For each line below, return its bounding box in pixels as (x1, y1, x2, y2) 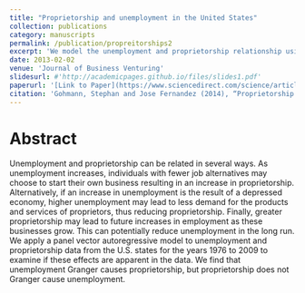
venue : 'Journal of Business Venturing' (9, 64, 165, 73)
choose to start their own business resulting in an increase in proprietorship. (9, 178, 295, 189)
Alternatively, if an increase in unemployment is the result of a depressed (9, 187, 283, 198)
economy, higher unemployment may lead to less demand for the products (9, 197, 289, 208)
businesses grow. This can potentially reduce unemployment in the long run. (9, 226, 295, 237)
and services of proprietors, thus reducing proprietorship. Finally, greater (9, 206, 283, 218)
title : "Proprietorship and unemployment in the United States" (9, 13, 258, 23)
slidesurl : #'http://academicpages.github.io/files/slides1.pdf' (9, 73, 261, 82)
